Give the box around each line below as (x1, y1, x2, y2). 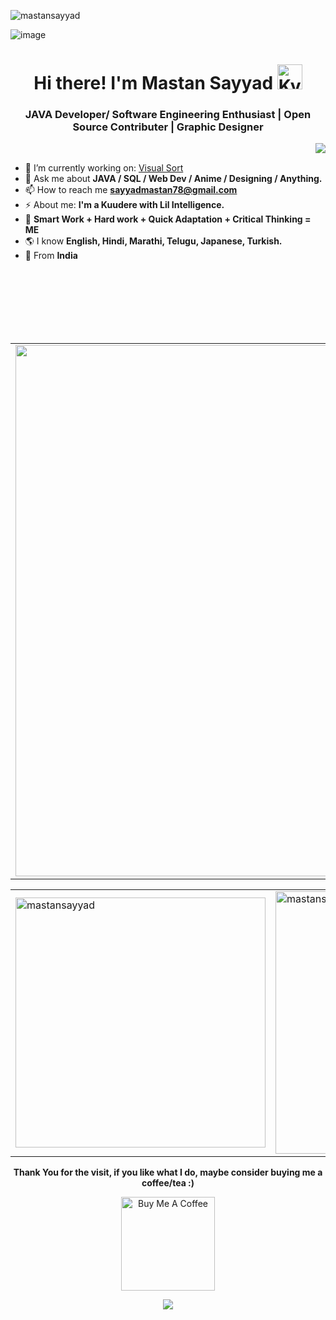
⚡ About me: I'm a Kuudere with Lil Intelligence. (24, 199, 225, 211)
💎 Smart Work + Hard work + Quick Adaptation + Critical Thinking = (24, 213, 312, 225)
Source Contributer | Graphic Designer (72, 120, 264, 134)
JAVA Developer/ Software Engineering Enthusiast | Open (24, 108, 312, 122)
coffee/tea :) (141, 1177, 195, 1189)
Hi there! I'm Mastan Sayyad (33, 72, 274, 95)
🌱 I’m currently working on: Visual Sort (24, 162, 184, 174)
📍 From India (24, 250, 78, 262)
